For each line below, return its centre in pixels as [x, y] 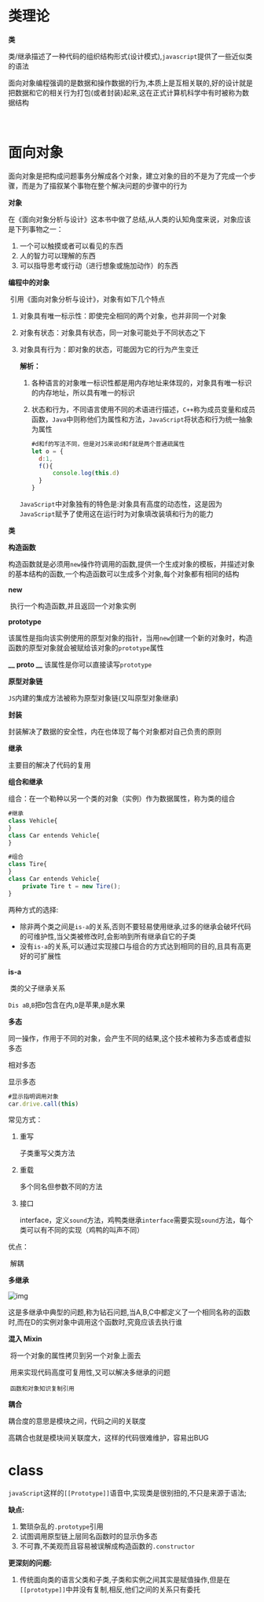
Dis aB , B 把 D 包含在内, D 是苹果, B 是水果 [67, 1005]
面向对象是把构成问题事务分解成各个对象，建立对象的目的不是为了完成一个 [128, 176]
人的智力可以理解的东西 [57, 255]
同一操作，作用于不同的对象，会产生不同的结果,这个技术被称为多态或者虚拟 [130, 1038]
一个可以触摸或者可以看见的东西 [71, 246]
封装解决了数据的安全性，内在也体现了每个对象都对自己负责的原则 [115, 731]
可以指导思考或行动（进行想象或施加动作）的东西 [99, 266]
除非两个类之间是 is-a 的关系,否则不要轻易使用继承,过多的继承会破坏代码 [135, 926]
